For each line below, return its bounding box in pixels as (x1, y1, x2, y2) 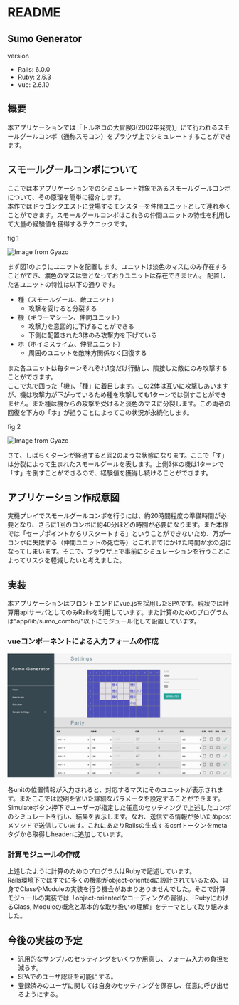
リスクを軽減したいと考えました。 (25, 556, 126, 564)
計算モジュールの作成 (7, 850, 80, 860)
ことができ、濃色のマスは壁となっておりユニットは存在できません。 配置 (7, 271, 220, 280)
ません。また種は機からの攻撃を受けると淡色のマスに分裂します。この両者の (7, 399, 231, 408)
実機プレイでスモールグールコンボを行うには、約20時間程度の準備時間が (7, 512, 221, 520)
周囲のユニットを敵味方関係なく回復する (28, 348, 147, 357)
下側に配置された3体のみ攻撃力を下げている (28, 330, 158, 339)
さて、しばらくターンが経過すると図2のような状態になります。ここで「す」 (7, 451, 228, 459)
